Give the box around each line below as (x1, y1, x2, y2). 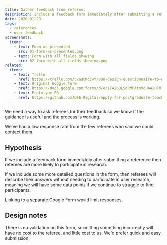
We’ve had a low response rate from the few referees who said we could (5, 124, 154, 130)
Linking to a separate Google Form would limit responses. (5, 197, 123, 203)
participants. (5, 187, 31, 193)
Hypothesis (5, 143, 42, 152)
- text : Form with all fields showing (14, 53, 94, 59)
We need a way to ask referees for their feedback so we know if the (5, 109, 144, 115)
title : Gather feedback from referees (5, 7, 85, 12)
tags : (5, 21, 16, 26)
